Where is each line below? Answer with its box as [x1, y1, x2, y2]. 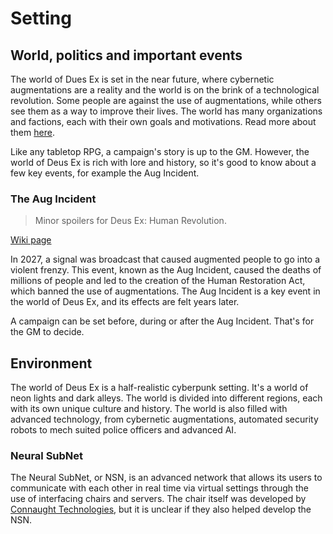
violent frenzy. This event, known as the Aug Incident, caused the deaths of [10, 264, 322, 276]
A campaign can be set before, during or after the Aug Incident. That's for [10, 315, 315, 327]
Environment [10, 355, 93, 372]
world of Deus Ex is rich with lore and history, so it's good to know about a [10, 157, 317, 168]
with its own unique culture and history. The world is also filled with [10, 403, 288, 415]
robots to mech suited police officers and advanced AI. [10, 424, 237, 436]
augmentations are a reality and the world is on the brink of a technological [10, 84, 320, 96]
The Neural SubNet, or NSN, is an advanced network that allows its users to [10, 472, 323, 484]
